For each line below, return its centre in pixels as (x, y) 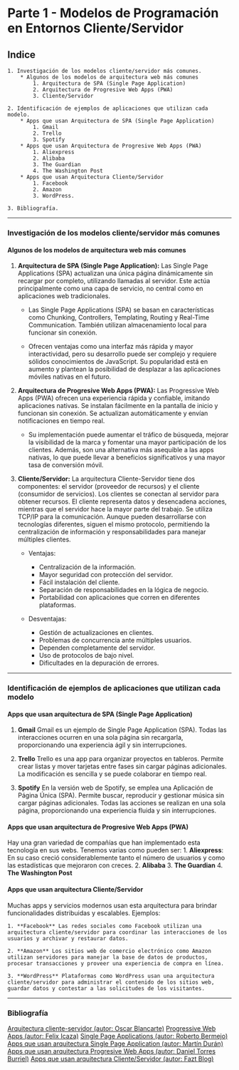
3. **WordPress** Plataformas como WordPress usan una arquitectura (111, 976)
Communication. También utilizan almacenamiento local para (117, 325)
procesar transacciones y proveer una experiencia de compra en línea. (116, 963)
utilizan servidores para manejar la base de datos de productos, (108, 957)
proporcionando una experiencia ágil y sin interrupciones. (102, 745)
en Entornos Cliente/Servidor (95, 28)
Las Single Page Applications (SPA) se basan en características (121, 310)
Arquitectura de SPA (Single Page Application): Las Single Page (113, 266)
